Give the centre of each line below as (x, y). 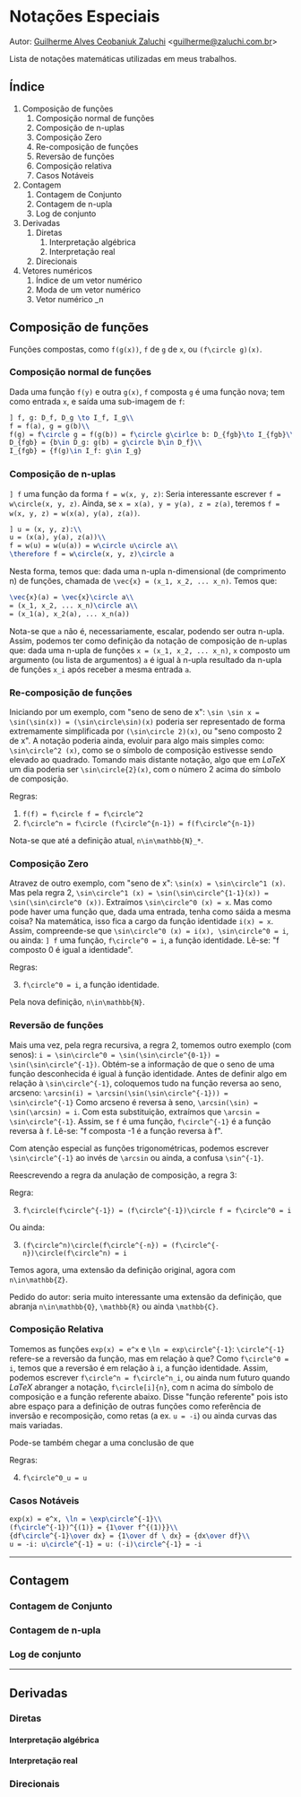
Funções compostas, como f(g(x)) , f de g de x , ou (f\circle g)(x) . (136, 349)
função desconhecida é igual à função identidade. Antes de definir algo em (148, 1073)
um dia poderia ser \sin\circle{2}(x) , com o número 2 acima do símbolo (145, 769)
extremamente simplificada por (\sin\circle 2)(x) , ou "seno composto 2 (146, 731)
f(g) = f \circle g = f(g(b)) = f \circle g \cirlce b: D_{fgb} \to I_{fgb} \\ (152, 434)
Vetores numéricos (57, 270)
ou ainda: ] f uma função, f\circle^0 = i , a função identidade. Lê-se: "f (144, 940)
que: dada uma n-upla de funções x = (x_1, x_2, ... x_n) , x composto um (150, 650)
